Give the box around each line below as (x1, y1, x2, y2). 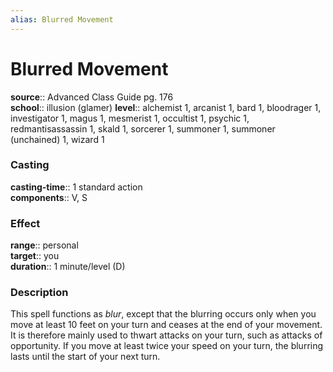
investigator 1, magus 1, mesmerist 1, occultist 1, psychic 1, (10, 112, 250, 124)
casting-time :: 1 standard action (10, 181, 143, 193)
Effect (10, 216, 41, 230)
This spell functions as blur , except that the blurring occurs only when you (10, 308, 317, 320)
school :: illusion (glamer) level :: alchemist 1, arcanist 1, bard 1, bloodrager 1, (10, 101, 322, 113)
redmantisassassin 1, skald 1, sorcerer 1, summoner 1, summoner (10, 122, 276, 135)
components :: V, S (10, 191, 88, 203)
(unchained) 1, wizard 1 (10, 133, 105, 145)
